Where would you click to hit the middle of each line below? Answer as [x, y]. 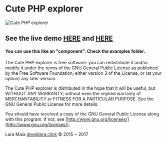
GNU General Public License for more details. [52, 104]
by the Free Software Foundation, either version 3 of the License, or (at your [83, 73]
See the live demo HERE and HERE [59, 38]
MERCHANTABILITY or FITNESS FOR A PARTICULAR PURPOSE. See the [79, 99]
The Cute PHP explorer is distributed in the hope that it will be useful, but [80, 88]
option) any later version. [31, 78]
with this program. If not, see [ [36, 119]
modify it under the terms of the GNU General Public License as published [81, 68]
